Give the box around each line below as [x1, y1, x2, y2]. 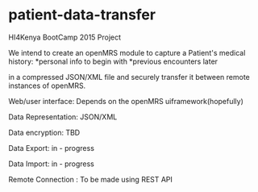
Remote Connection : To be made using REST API [8, 174, 173, 184]
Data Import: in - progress [8, 159, 94, 169]
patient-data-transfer [8, 6, 156, 24]
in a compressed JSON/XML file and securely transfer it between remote [8, 72, 250, 81]
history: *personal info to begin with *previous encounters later [8, 56, 218, 66]
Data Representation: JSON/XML [8, 111, 118, 122]
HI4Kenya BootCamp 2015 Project [8, 32, 122, 42]
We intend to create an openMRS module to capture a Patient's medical [8, 48, 246, 57]
